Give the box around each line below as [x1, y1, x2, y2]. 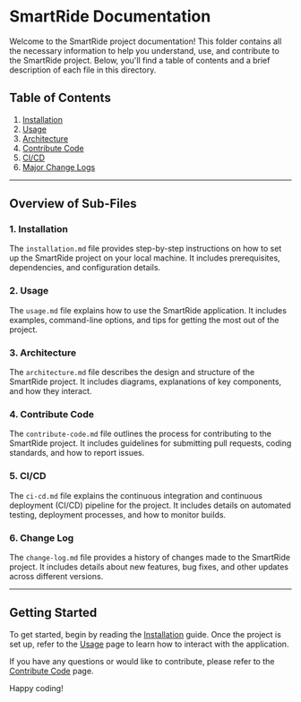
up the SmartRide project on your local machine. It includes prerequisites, [9, 253, 280, 263]
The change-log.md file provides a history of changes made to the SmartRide [9, 552, 291, 562]
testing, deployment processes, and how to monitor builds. [9, 509, 227, 520]
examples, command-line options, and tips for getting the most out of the [9, 314, 279, 325]
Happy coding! [9, 682, 64, 693]
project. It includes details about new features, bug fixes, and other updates [9, 561, 289, 572]
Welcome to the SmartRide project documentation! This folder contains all [9, 36, 282, 47]
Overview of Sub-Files [9, 196, 137, 211]
